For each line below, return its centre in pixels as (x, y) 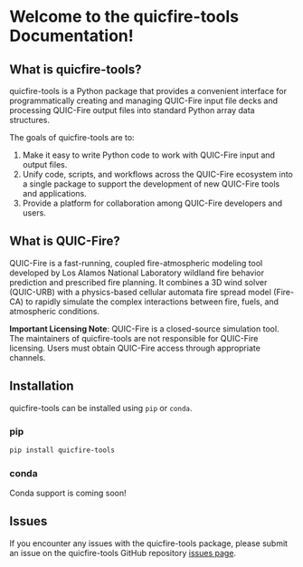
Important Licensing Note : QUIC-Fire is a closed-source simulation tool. (144, 329)
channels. (28, 357)
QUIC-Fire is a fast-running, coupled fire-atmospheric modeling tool (136, 263)
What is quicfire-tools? (76, 69)
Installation (42, 386)
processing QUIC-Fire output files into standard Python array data (132, 110)
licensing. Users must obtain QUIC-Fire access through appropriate (135, 348)
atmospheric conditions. (54, 311)
